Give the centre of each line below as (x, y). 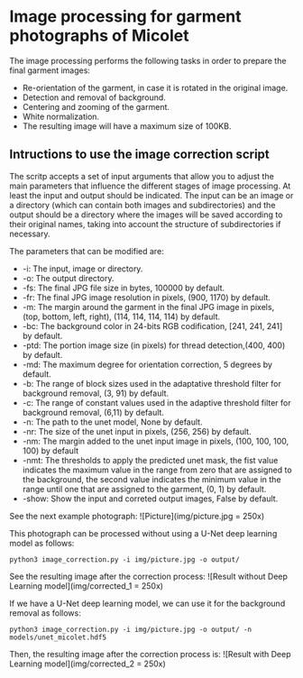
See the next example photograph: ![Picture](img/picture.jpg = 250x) (137, 516)
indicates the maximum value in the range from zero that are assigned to (157, 470)
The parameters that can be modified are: (87, 251)
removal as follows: (45, 613)
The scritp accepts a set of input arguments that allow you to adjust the (142, 176)
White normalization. (61, 116)
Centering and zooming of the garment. (96, 106)
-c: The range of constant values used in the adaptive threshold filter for (156, 402)
